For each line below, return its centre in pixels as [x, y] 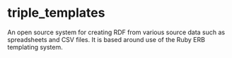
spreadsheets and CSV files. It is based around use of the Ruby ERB [106, 39]
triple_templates [56, 13]
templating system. [35, 47]
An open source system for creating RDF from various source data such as [116, 32]
